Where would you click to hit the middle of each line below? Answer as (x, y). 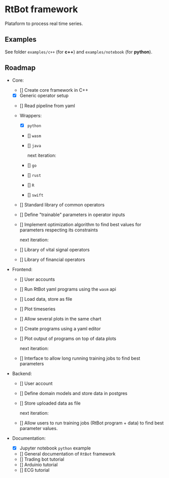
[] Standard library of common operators (62, 204)
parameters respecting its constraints (59, 230)
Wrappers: (31, 115)
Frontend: (22, 269)
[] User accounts (37, 279)
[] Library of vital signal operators (55, 249)
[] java (34, 145)
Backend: (22, 374)
